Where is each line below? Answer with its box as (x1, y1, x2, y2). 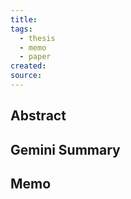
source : (10, 71, 43, 81)
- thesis (19, 33, 56, 43)
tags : (10, 24, 33, 34)
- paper (19, 52, 52, 62)
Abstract (10, 107, 67, 125)
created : (10, 61, 47, 71)
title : (10, 14, 38, 25)
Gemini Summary (10, 141, 121, 158)
